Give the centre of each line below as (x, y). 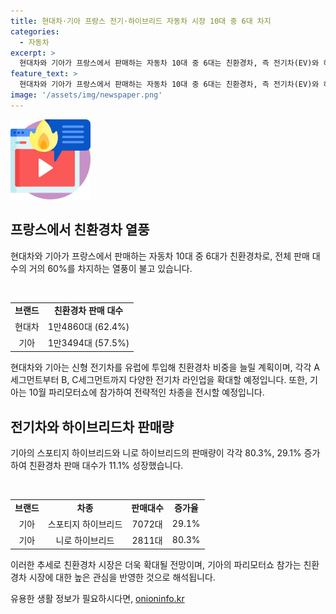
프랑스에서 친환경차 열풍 (80, 230)
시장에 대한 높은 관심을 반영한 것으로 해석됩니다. (122, 577)
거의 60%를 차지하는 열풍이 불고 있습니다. (110, 268)
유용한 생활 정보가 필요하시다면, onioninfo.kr (97, 598)
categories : (35, 31)
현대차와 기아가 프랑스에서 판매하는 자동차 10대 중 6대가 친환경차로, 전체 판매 (160, 256)
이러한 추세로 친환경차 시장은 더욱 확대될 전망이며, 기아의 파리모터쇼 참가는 (156, 564)
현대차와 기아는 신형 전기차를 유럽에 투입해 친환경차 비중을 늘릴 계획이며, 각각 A (165, 367)
